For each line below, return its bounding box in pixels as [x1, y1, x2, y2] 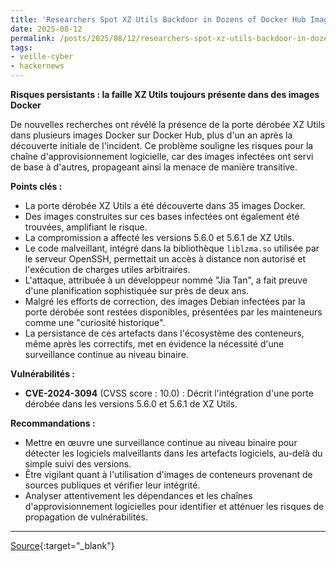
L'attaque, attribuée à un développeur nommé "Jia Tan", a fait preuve [24, 274, 308, 286]
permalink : [10, 33, 56, 43]
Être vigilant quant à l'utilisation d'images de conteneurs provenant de [24, 469, 313, 480]
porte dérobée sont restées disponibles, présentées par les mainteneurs [24, 306, 323, 318]
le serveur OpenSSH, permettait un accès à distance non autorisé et [24, 253, 307, 265]
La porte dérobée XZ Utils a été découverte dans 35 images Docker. [24, 200, 306, 211]
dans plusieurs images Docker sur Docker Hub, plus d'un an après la [10, 129, 293, 141]
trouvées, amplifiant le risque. [24, 221, 148, 233]
